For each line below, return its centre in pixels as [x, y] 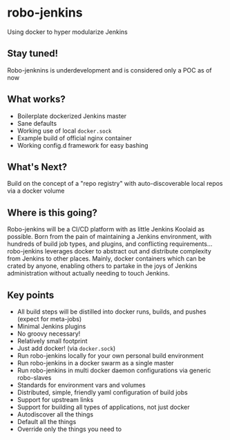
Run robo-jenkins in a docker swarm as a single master [95, 363]
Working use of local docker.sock [64, 131]
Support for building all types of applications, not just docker [103, 407]
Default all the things [47, 422]
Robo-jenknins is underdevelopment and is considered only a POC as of [109, 70]
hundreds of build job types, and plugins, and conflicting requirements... [110, 244]
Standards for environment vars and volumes [82, 385]
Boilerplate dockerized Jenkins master [72, 116]
